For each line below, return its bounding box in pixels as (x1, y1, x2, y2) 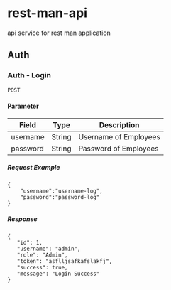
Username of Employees (78, 131, 161, 141)
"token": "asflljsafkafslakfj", (16, 257, 113, 264)
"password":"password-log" (20, 193, 100, 200)
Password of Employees (78, 144, 159, 154)
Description (99, 119, 140, 129)
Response (7, 215, 38, 223)
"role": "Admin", (16, 251, 69, 259)
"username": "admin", (16, 245, 81, 252)
